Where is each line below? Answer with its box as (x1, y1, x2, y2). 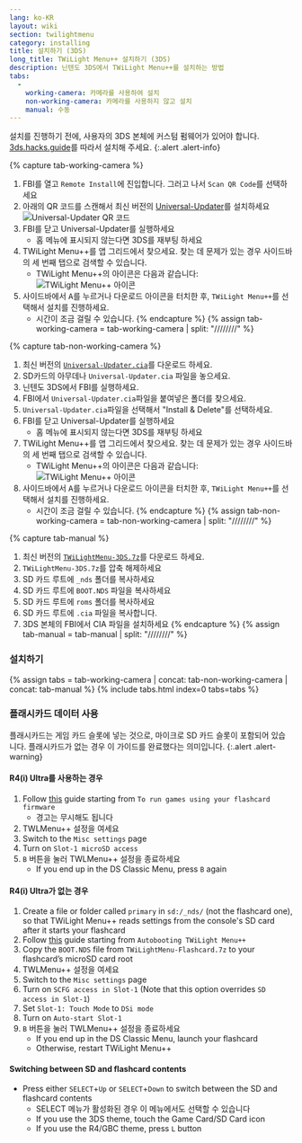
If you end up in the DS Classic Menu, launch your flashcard (35, 1033, 259, 1044)
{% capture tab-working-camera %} (9, 160, 144, 171)
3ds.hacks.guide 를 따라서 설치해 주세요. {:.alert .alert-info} (9, 142, 221, 153)
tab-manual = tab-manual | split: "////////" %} (22, 629, 188, 640)
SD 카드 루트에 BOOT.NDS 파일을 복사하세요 (22, 585, 172, 596)
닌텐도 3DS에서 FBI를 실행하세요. (22, 382, 139, 393)
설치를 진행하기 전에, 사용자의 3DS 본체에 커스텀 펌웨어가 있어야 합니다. (9, 131, 260, 142)
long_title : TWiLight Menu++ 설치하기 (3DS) (9, 55, 172, 64)
